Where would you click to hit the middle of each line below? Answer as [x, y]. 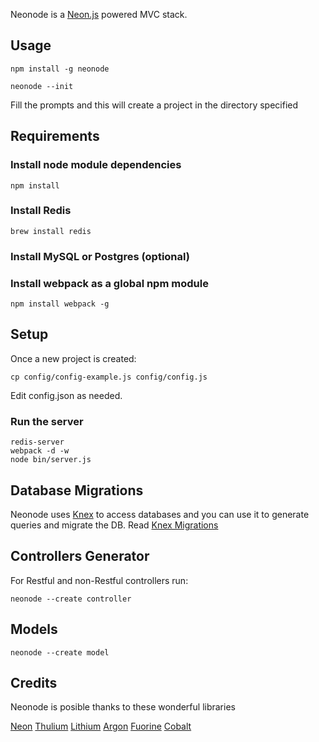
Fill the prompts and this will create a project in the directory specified [154, 105]
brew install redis [51, 231]
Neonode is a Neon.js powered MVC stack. [99, 14]
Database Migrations [77, 490]
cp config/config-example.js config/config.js [109, 377]
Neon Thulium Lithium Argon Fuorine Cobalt [101, 726]
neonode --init [42, 86]
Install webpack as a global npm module [109, 283]
